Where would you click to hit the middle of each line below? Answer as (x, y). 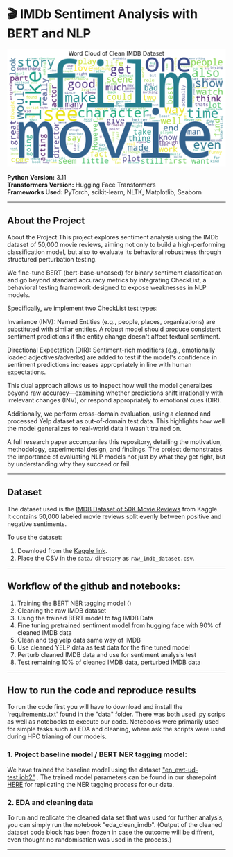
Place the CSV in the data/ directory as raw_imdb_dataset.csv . (106, 558)
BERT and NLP (49, 34)
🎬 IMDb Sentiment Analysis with (103, 14)
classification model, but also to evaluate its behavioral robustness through (114, 252)
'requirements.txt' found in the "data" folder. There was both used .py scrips (116, 714)
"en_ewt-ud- (180, 770)
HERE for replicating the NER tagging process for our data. (91, 784)
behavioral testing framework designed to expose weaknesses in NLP (107, 287)
